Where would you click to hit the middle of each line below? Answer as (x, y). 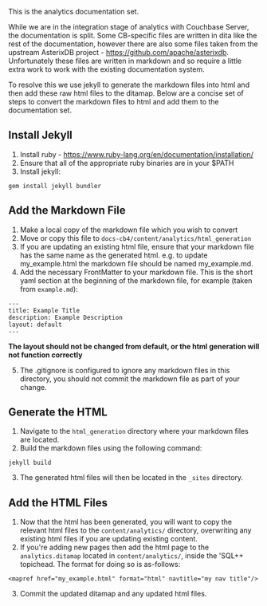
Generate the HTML (58, 413)
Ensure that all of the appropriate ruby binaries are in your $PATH (127, 163)
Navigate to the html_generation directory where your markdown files (134, 431)
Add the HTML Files (58, 503)
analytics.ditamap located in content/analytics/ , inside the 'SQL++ (132, 556)
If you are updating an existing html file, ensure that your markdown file (137, 246)
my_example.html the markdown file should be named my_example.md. (136, 263)
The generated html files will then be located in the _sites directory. (132, 478)
